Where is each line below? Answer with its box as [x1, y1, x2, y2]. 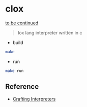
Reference [5, 82, 39, 91]
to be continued [5, 20, 39, 26]
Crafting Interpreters [12, 96, 56, 102]
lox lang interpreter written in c [17, 29, 82, 35]
